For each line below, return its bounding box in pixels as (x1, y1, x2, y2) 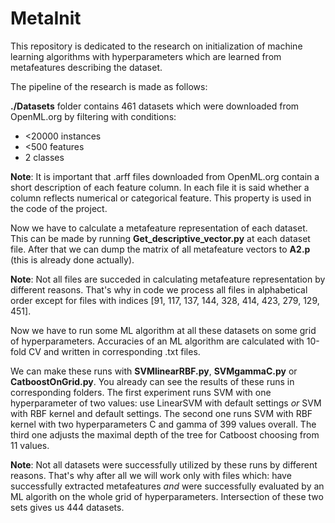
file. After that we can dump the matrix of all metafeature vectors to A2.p (10, 243, 311, 255)
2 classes (24, 151, 65, 163)
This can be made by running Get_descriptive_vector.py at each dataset (10, 232, 311, 244)
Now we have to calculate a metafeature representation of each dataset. (10, 222, 308, 234)
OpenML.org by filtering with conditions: (10, 110, 177, 122)
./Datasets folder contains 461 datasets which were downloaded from (10, 100, 300, 112)
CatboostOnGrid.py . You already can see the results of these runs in (10, 375, 295, 387)
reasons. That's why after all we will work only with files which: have (10, 469, 292, 481)
